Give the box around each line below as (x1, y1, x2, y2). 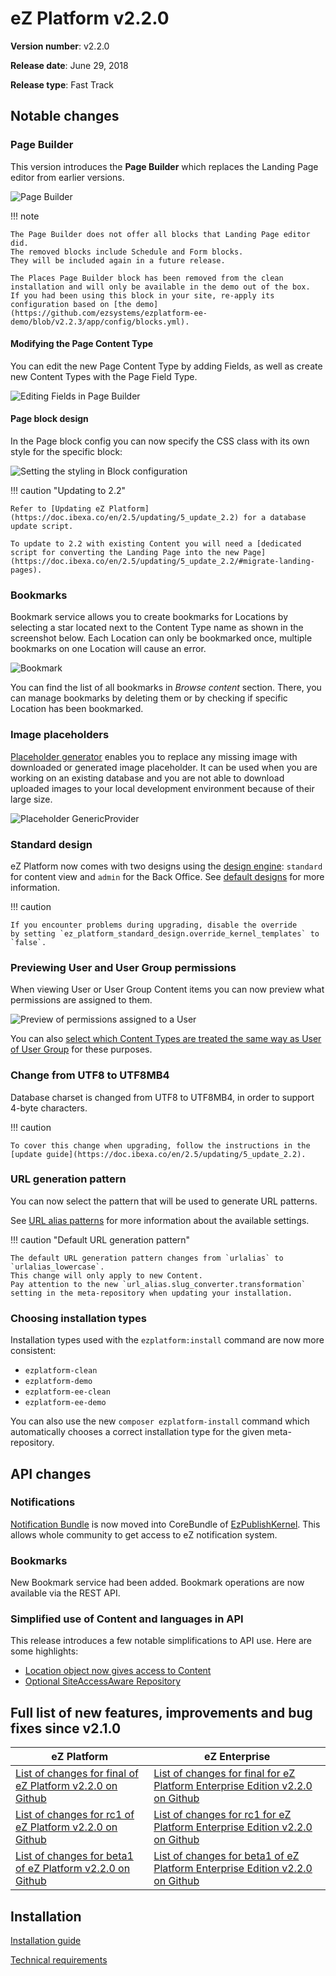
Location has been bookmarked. (10, 703, 144, 715)
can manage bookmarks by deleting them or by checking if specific (10, 692, 288, 704)
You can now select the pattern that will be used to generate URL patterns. (10, 1195, 318, 1207)
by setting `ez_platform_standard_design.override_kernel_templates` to (10, 928, 320, 939)
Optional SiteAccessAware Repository (24, 1675, 182, 1687)
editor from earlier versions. (10, 171, 125, 183)
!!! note (10, 210, 40, 222)
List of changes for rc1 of (15, 1808, 135, 1822)
